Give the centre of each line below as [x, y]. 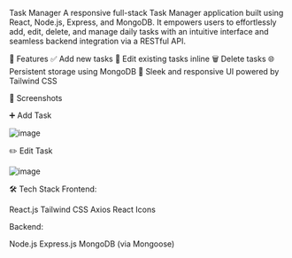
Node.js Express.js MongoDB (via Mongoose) [92, 244]
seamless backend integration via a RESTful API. [97, 41]
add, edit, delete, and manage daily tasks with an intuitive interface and [139, 31]
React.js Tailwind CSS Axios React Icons [83, 209]
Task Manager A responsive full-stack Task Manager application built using [146, 13]
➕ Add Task [31, 115]
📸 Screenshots [36, 98]
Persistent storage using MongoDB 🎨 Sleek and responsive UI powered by [144, 71]
